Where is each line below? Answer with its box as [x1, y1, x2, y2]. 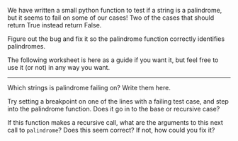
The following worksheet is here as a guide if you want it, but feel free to [7, 56, 219, 64]
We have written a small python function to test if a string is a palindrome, [7, 6, 222, 14]
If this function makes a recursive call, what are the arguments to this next [7, 118, 223, 126]
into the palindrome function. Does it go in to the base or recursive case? [7, 105, 220, 113]
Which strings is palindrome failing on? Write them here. [7, 84, 171, 92]
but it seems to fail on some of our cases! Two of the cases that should [7, 13, 215, 22]
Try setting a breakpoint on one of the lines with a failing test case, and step [7, 97, 229, 105]
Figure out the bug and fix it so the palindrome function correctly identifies [7, 35, 225, 43]
